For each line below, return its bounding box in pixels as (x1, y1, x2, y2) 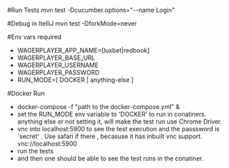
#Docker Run (7, 90, 45, 97)
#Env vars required (7, 33, 62, 41)
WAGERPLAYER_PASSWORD (17, 69, 100, 76)
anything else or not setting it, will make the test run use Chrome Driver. (17, 117, 223, 126)
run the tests (17, 147, 54, 155)
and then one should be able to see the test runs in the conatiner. (17, 154, 204, 162)
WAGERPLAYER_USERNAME (17, 61, 99, 69)
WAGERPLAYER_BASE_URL (17, 53, 96, 62)
